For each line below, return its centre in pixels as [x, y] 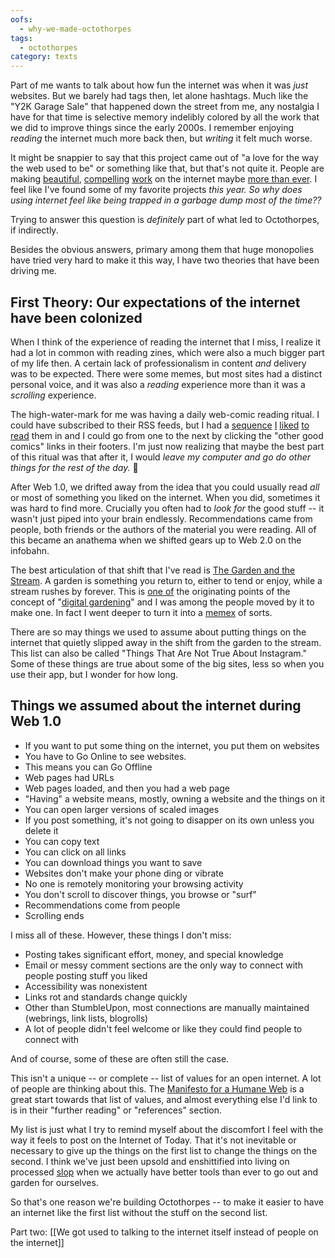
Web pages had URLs [69, 777]
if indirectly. [34, 230]
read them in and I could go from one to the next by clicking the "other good [167, 435]
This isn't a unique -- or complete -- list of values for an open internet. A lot [166, 1078]
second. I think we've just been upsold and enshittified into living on [150, 1161]
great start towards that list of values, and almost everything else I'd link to [164, 1099]
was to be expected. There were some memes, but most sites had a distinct [166, 373]
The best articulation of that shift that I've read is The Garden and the [153, 570]
